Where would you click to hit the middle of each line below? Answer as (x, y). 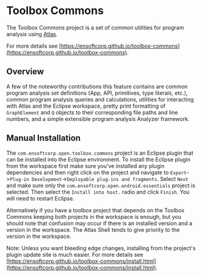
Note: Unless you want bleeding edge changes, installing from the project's (101, 248)
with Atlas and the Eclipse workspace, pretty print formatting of (86, 106)
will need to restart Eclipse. (40, 198)
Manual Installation (44, 138)
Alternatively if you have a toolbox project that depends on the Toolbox (96, 210)
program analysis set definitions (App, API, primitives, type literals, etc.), (97, 93)
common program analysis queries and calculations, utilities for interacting (100, 99)
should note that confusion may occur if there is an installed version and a (99, 223)
